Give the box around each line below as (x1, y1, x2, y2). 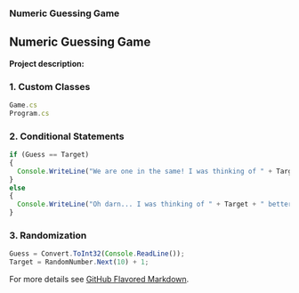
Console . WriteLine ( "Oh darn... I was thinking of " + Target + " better (17, 199, 293, 209)
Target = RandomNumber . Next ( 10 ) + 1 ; (9, 257, 149, 267)
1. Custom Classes (9, 80, 91, 93)
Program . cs (9, 109, 50, 118)
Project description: (9, 58, 85, 69)
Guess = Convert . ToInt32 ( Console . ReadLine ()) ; (9, 249, 185, 258)
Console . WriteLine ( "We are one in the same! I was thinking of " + (17, 167, 273, 175)
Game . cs (9, 101, 38, 110)
